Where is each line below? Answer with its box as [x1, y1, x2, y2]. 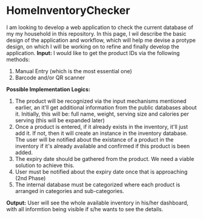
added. [15, 149, 33, 156]
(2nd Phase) [15, 174, 46, 181]
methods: [6, 56, 30, 63]
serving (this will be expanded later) [15, 116, 105, 124]
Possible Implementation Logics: [6, 85, 91, 93]
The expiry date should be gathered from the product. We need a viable [15, 155, 195, 162]
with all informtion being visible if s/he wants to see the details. [6, 205, 164, 212]
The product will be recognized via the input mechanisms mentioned [15, 97, 187, 105]
